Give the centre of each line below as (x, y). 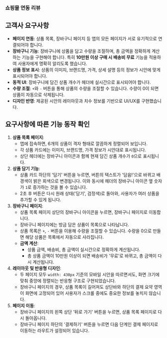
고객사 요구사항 (27, 26)
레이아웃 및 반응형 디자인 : (37, 268)
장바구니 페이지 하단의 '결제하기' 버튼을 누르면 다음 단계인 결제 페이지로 (89, 324)
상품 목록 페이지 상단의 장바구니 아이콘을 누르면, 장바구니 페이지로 (84, 212)
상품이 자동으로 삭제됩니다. (38, 94)
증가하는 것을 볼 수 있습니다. (60, 187)
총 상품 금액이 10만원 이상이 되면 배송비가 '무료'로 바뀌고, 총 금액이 (92, 256)
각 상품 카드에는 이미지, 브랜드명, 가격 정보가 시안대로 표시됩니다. (83, 150)
